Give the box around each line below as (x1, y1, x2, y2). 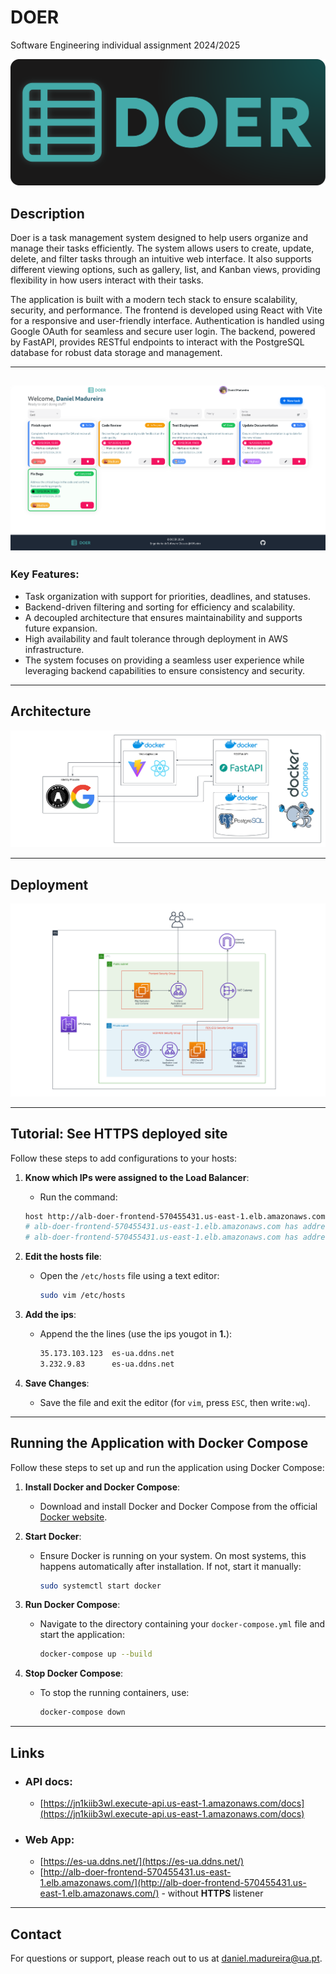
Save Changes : (24, 1377, 90, 1389)
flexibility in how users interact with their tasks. (10, 274, 204, 286)
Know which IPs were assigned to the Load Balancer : (24, 1171, 250, 1183)
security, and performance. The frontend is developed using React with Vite (10, 304, 323, 316)
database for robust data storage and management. (10, 347, 223, 359)
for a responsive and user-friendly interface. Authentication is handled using (10, 315, 325, 327)
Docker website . (39, 1511, 108, 1523)
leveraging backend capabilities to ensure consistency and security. (24, 664, 306, 676)
